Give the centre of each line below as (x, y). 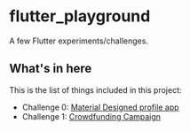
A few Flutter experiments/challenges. (79, 41)
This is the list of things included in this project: (95, 89)
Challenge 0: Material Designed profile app (100, 107)
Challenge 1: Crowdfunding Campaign (91, 116)
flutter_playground (80, 16)
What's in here (51, 69)
